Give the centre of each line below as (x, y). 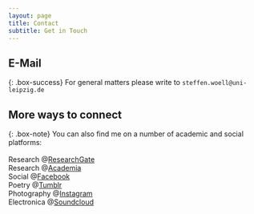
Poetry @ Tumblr (35, 185)
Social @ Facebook (39, 176)
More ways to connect (65, 114)
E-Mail (25, 63)
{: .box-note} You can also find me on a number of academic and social (126, 134)
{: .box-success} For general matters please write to (95, 83)
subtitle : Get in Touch (48, 30)
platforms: (25, 142)
